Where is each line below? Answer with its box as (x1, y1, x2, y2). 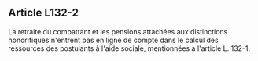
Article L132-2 (8, 6, 79, 20)
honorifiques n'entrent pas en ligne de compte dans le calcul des (8, 35, 219, 45)
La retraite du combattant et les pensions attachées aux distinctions (8, 27, 228, 36)
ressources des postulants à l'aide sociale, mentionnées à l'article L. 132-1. (8, 43, 251, 53)
